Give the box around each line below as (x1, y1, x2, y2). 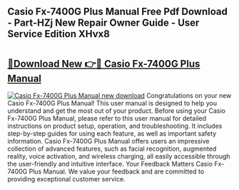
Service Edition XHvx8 (7, 28, 111, 40)
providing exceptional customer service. (7, 175, 126, 183)
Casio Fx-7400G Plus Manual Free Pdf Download (7, 6, 228, 18)
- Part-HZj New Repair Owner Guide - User (7, 17, 200, 29)
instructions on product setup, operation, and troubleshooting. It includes (7, 121, 223, 130)
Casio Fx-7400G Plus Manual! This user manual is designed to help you (7, 99, 218, 107)
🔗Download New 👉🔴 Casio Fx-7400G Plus (7, 57, 200, 70)
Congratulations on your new (146, 91, 232, 99)
